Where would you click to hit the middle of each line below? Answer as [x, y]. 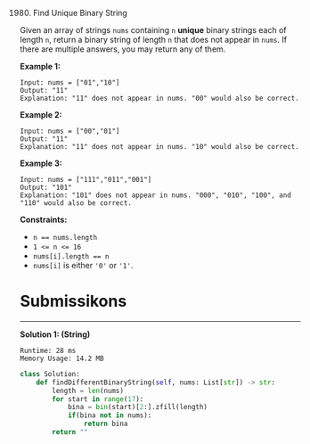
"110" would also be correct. [76, 203]
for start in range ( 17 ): [98, 399]
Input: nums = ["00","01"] [70, 131]
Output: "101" [46, 187]
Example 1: [41, 66]
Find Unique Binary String [80, 13]
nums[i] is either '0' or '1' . [83, 265]
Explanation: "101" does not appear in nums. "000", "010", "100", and [155, 195]
